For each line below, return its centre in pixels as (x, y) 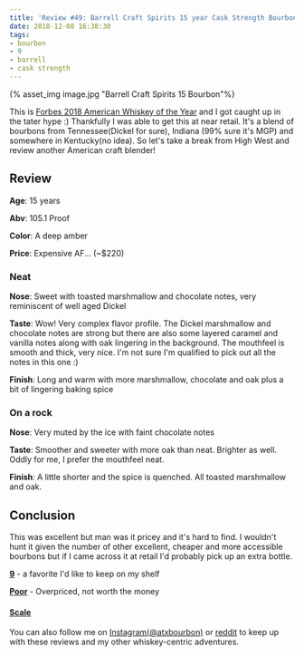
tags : (19, 34)
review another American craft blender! (83, 150)
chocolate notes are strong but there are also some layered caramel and (144, 333)
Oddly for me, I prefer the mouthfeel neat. (87, 459)
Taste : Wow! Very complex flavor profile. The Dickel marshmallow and (140, 323)
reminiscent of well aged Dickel (68, 305)
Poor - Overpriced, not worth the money (85, 592)
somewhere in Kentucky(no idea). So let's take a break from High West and (149, 140)
